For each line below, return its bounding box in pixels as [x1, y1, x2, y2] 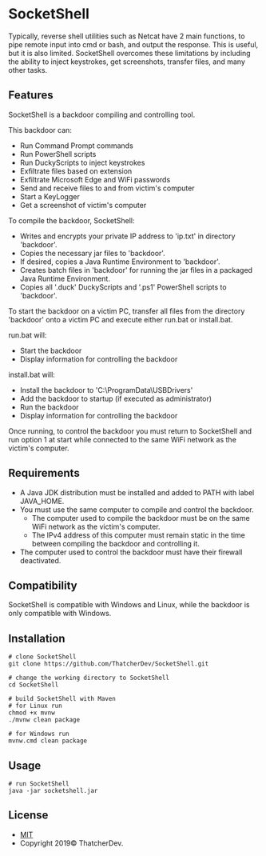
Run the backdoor [19, 402, 79, 412]
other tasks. [8, 65, 48, 74]
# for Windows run [8, 730, 69, 738]
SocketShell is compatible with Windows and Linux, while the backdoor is [8, 600, 250, 610]
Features [8, 89, 54, 102]
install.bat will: [8, 370, 56, 379]
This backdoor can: [8, 125, 72, 134]
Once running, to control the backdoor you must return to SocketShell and [8, 426, 252, 436]
